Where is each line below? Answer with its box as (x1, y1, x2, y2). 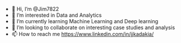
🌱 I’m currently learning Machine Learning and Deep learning (11, 18, 159, 24)
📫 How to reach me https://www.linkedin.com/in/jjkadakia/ (11, 31, 154, 37)
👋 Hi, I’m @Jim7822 (11, 6, 60, 12)
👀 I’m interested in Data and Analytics (11, 12, 102, 19)
